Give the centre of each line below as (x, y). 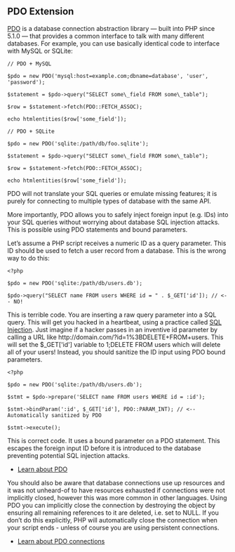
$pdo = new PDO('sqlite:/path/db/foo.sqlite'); (78, 143)
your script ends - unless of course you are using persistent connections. (113, 527)
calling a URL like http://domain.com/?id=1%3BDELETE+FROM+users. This (115, 337)
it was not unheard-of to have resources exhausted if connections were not (116, 490)
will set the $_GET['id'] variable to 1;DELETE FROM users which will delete (114, 344)
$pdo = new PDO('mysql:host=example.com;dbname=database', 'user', (108, 76)
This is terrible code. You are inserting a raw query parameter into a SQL (112, 315)
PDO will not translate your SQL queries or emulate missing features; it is (112, 193)
